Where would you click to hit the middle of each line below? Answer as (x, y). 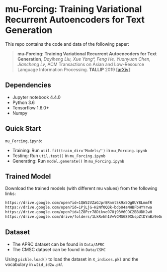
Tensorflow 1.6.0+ (31, 107)
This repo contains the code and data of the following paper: (67, 44)
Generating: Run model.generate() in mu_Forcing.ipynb (68, 161)
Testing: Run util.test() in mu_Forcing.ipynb (59, 156)
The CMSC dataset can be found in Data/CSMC (59, 249)
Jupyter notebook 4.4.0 (37, 97)
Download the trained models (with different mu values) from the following (81, 188)
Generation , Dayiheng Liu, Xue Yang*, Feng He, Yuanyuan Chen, (84, 59)
